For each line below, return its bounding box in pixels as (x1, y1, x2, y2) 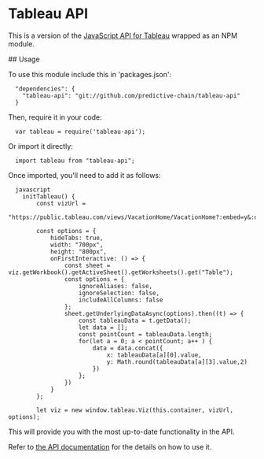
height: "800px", (49, 247, 108, 256)
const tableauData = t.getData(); (78, 316, 192, 324)
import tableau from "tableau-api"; (15, 157, 135, 165)
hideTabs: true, (49, 234, 104, 242)
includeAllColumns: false (78, 296, 163, 304)
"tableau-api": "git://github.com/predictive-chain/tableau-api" (22, 91, 241, 99)
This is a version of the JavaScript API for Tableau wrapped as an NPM (8, 31, 238, 40)
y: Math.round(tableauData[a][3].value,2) (106, 357, 247, 366)
